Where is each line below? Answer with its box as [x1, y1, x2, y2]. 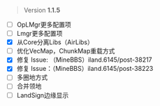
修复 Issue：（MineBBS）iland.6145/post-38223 [16, 65, 154, 73]
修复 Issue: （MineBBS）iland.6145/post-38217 [16, 55, 152, 64]
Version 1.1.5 [23, 6, 61, 14]
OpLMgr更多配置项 [16, 20, 71, 29]
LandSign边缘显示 [16, 91, 69, 99]
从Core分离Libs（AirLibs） [16, 38, 94, 46]
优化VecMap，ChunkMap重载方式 [16, 47, 115, 55]
